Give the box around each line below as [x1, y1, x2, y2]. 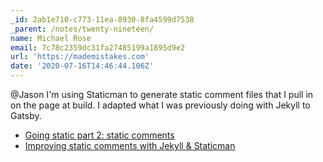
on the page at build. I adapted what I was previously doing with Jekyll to [10, 99, 311, 111]
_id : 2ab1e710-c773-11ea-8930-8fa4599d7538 [10, 14, 195, 25]
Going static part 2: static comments [24, 129, 175, 141]
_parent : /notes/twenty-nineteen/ [10, 24, 155, 34]
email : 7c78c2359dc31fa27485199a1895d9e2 [10, 42, 186, 53]
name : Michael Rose [10, 33, 92, 43]
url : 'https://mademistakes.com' [10, 52, 150, 62]
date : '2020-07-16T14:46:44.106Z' [10, 61, 155, 71]
